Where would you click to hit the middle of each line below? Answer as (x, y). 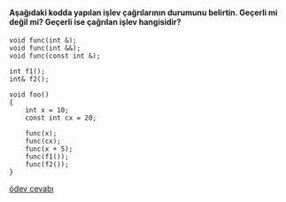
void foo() (29, 95)
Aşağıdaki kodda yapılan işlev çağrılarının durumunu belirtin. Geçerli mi (143, 12)
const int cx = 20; (61, 118)
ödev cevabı (32, 189)
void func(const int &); (55, 56)
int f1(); (27, 72)
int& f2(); (29, 80)
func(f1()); (47, 157)
